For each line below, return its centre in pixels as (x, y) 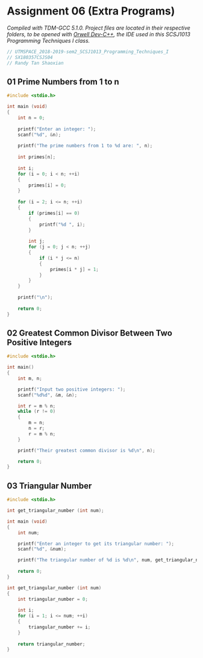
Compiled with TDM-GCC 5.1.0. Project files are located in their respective (98, 28)
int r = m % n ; (37, 406)
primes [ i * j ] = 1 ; (74, 269)
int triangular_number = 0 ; (53, 599)
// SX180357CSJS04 (30, 57)
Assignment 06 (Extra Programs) (91, 11)
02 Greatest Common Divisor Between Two (89, 333)
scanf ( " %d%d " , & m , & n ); (48, 395)
